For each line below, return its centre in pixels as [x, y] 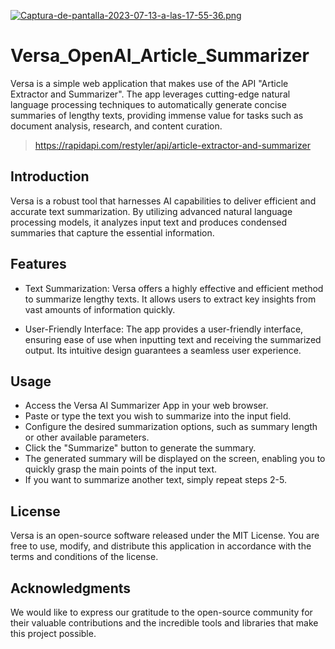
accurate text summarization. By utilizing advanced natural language [151, 211]
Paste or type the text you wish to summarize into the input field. [158, 416]
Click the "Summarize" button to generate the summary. [140, 448]
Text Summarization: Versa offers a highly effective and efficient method [174, 288]
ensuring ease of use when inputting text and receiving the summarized [173, 339]
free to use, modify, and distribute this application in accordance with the [161, 546]
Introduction [50, 176]
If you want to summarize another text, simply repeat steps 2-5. [155, 480]
